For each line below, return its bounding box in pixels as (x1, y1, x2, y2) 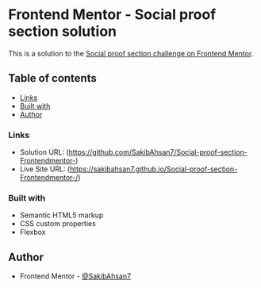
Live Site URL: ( (19, 164, 71, 174)
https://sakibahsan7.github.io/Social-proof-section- (70, 164, 238, 174)
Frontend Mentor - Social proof (8, 6, 217, 24)
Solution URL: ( (19, 148, 69, 157)
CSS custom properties (19, 219, 97, 228)
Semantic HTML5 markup (19, 210, 104, 220)
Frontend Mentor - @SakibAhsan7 (19, 271, 132, 281)
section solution (8, 22, 117, 40)
